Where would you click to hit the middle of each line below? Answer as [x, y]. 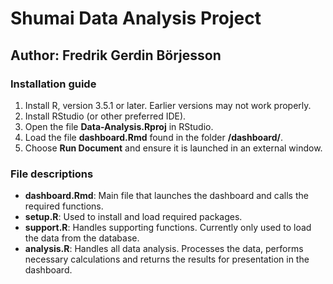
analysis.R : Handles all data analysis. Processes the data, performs [164, 249]
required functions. [64, 206]
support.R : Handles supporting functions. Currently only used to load [168, 228]
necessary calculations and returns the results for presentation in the [167, 259]
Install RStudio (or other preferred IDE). [105, 116]
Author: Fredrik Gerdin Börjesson [116, 55]
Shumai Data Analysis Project [136, 18]
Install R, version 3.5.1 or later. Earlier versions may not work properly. [168, 105]
